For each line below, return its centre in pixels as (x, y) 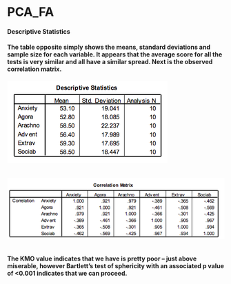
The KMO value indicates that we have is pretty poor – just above (102, 258)
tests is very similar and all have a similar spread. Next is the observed (110, 62)
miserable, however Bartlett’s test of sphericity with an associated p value (115, 265)
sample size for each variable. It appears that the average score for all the (115, 54)
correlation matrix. (34, 69)
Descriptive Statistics (39, 31)
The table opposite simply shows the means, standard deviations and (109, 47)
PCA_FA (31, 12)
